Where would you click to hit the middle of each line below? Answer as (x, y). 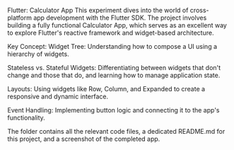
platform (19, 18)
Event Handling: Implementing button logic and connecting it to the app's (113, 110)
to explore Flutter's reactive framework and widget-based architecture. (111, 33)
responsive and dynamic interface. (58, 96)
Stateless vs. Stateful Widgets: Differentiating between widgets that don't (114, 68)
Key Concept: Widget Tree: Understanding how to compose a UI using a (112, 46)
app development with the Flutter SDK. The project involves (120, 18)
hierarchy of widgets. (38, 54)
